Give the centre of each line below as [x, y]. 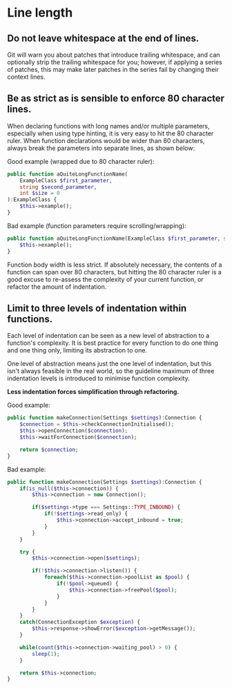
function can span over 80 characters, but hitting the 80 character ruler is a [115, 272]
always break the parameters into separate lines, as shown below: [101, 148]
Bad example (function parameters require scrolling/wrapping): [97, 225]
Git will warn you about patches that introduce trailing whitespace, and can [114, 55]
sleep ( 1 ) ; [46, 654]
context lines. [27, 77]
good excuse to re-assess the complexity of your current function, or [105, 279]
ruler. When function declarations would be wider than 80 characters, [106, 140]
